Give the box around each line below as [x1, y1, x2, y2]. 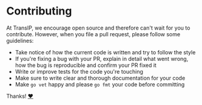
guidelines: [6, 37, 34, 44]
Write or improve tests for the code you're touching [15, 68, 144, 75]
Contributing [6, 4, 72, 18]
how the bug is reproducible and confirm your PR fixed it [15, 62, 157, 69]
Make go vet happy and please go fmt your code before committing [15, 80, 185, 88]
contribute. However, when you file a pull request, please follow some [6, 30, 181, 37]
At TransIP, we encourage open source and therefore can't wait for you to [6, 24, 190, 31]
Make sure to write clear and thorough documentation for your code [15, 74, 186, 81]
